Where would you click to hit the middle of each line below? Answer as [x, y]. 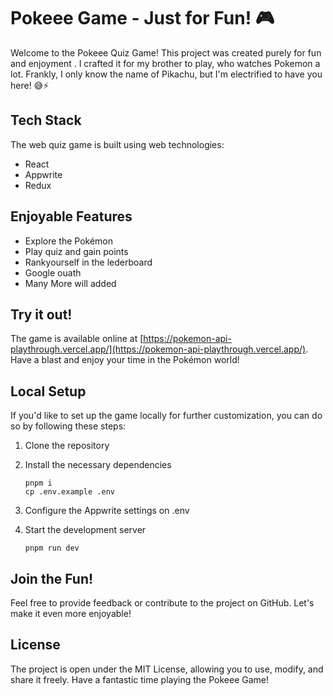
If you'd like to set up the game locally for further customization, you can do [166, 416]
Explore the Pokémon [69, 241]
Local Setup [48, 391]
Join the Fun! [52, 578]
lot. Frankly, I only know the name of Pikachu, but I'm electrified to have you [166, 74]
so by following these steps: [68, 426]
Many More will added [70, 283]
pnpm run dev [52, 548]
